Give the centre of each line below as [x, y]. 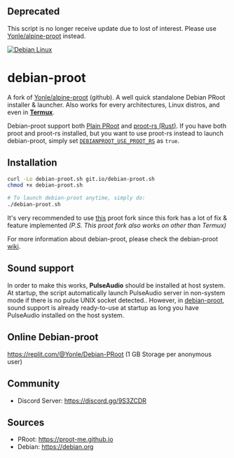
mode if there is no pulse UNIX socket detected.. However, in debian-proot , [116, 300]
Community [34, 384]
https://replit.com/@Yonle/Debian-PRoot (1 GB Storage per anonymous [110, 354]
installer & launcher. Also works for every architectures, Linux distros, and [113, 105]
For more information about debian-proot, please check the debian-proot [113, 239]
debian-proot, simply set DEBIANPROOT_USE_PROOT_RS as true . [94, 140]
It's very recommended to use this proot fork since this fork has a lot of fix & [117, 218]
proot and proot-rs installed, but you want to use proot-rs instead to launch [116, 133]
